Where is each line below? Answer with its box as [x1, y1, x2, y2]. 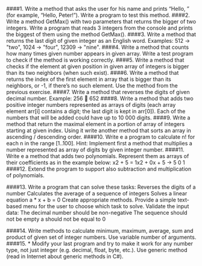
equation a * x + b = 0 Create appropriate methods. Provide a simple [6, 196, 177, 203]
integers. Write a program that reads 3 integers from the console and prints [6, 24, 193, 31]
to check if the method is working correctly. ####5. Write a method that [6, 57, 185, 63]
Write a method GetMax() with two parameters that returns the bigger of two [6, 18, 197, 25]
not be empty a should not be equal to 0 [6, 215, 106, 223]
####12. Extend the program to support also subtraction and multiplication [6, 165, 192, 173]
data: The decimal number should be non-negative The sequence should [6, 209, 188, 216]
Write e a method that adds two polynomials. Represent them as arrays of [6, 153, 189, 159]
